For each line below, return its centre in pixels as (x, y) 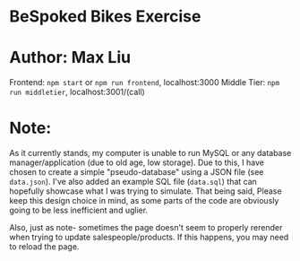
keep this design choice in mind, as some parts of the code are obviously (144, 201)
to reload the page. (44, 247)
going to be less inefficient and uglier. (79, 210)
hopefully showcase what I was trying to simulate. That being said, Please (146, 191)
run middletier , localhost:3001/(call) (77, 92)
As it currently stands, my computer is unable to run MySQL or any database (150, 153)
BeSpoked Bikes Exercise (105, 17)
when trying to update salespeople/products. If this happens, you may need (149, 237)
